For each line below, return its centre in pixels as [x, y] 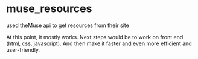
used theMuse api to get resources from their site [68, 25]
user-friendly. [23, 49]
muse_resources [49, 9]
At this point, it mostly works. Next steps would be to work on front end [95, 37]
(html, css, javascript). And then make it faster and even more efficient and [99, 43]
